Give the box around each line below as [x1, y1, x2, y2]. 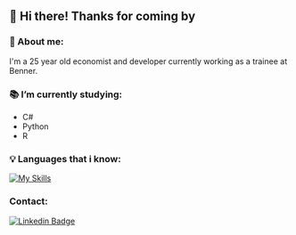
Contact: [9, 195, 48, 207]
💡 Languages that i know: [9, 152, 122, 165]
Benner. [9, 65, 38, 76]
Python [21, 121, 49, 132]
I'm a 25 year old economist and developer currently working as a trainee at [9, 55, 288, 67]
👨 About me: [9, 36, 64, 48]
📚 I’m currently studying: [9, 88, 123, 101]
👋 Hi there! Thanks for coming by [9, 9, 196, 24]
